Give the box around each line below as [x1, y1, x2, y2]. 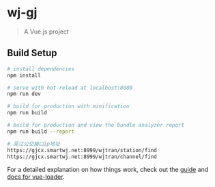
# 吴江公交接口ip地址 [7, 140, 60, 147]
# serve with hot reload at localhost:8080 [7, 84, 133, 91]
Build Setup [7, 47, 57, 59]
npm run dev [7, 90, 41, 97]
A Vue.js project [23, 27, 70, 36]
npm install [7, 72, 41, 79]
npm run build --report [7, 128, 75, 135]
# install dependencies [7, 65, 75, 73]
